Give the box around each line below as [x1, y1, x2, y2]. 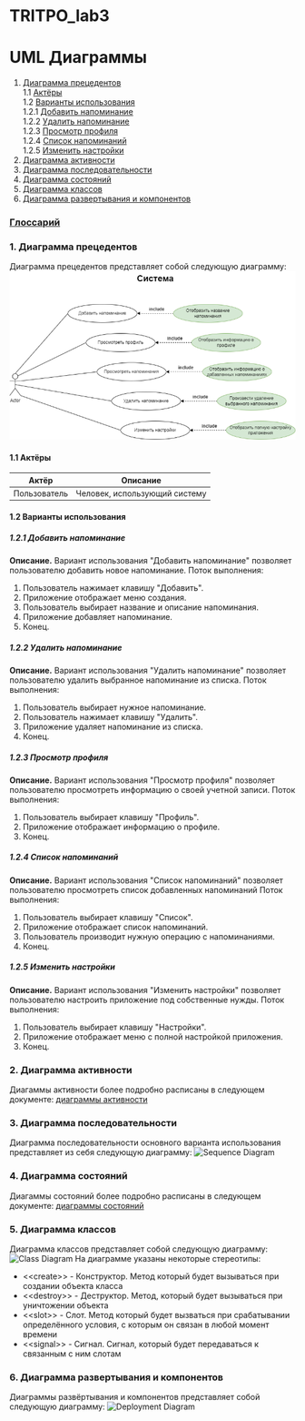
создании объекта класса [22, 1281, 123, 1292]
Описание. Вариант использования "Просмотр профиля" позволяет [9, 775, 275, 786]
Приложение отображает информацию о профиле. [22, 821, 221, 832]
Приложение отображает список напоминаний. [22, 921, 209, 932]
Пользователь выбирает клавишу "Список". [22, 911, 193, 922]
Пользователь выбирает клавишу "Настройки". [22, 1021, 207, 1032]
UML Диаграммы [9, 47, 148, 68]
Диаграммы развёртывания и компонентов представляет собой [9, 1392, 261, 1403]
